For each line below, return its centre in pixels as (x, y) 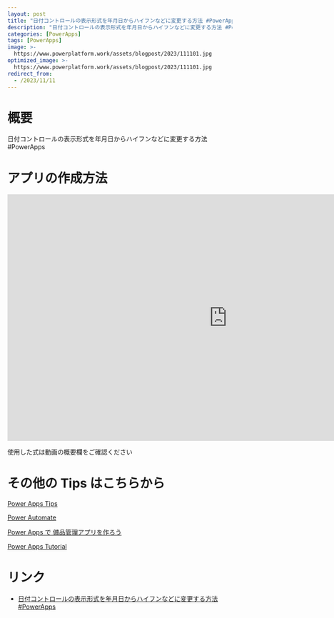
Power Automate (32, 517)
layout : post (27, 14)
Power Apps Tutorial (37, 547)
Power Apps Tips (33, 504)
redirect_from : (30, 74)
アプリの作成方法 (58, 178)
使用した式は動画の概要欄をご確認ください (70, 452)
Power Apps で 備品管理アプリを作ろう (65, 532)
